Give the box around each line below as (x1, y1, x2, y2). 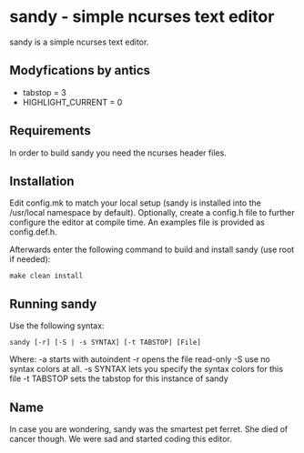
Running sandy (9, 296, 97, 311)
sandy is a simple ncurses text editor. (9, 36, 149, 47)
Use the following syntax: (9, 320, 105, 331)
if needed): (9, 254, 51, 265)
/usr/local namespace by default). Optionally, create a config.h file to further (9, 207, 296, 218)
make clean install (9, 271, 84, 281)
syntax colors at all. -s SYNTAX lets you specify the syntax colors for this (9, 364, 284, 375)
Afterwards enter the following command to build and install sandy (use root (9, 244, 295, 256)
